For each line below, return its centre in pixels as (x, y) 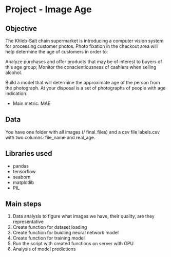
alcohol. (14, 72)
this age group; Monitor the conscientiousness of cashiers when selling (81, 67)
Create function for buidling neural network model (66, 233)
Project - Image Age (49, 10)
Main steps (24, 204)
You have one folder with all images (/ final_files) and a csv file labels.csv (83, 132)
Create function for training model (49, 238)
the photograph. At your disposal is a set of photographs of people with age (85, 88)
